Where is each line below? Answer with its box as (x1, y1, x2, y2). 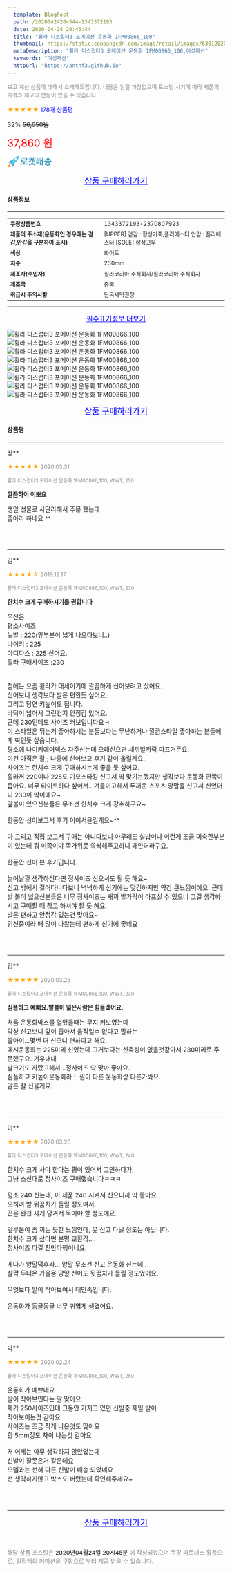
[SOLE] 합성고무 (115, 238, 157, 246)
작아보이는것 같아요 (7, 1413, 61, 1421)
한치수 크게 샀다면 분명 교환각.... (7, 1234, 96, 1243)
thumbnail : (13, 40, 45, 48)
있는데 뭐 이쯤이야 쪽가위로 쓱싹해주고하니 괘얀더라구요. (14, 842, 168, 850)
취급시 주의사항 (10, 291, 48, 299)
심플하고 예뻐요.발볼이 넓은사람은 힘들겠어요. (7, 1003, 124, 1012)
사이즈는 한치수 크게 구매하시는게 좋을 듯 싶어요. (7, 764, 140, 772)
